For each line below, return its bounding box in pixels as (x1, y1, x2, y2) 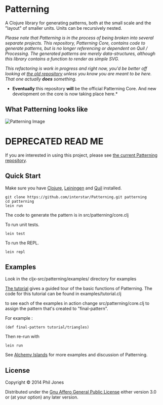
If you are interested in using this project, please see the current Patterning (5, 152, 158, 158)
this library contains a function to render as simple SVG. (5, 56, 120, 61)
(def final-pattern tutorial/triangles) (5, 325, 90, 330)
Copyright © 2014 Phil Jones (5, 379, 64, 385)
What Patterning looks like (5, 105, 88, 114)
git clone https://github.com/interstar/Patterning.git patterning (5, 194, 147, 199)
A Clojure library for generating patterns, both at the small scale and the (5, 20, 152, 26)
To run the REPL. (5, 239, 40, 246)
